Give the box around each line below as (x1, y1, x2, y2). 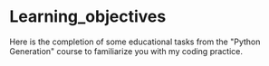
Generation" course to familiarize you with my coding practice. (9, 45, 243, 56)
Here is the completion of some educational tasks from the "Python (9, 36, 261, 47)
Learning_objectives (9, 6, 167, 27)
